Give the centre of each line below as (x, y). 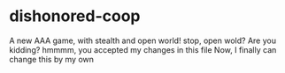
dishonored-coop (75, 16)
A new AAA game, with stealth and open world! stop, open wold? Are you (143, 40)
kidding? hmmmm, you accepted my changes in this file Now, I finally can (143, 49)
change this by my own (52, 59)
